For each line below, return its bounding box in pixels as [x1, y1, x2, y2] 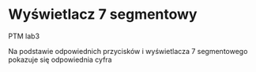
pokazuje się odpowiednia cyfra [8, 55, 112, 64]
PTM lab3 [8, 31, 40, 41]
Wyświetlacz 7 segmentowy [8, 5, 198, 23]
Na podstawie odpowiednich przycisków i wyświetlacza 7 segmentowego [8, 46, 248, 56]
